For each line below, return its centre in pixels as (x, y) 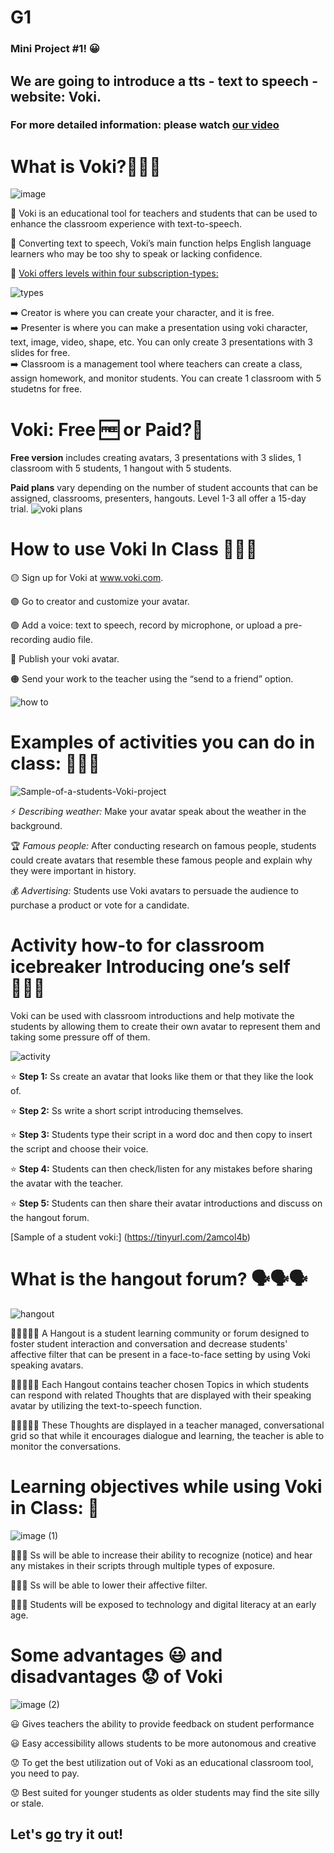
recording (30, 640)
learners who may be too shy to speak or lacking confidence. (136, 254)
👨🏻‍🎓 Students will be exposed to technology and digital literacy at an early (163, 1604)
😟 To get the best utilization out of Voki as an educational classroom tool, (162, 1762)
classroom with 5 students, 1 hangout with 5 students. (121, 468)
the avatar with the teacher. (67, 1183)
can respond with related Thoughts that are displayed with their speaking (161, 1395)
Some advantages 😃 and (116, 1655)
